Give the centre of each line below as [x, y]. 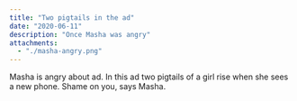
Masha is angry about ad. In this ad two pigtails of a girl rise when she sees [149, 77]
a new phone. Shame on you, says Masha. [88, 87]
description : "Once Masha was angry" [80, 34]
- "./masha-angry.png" [60, 51]
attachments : [34, 43]
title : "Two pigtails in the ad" [72, 18]
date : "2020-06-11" [46, 26]
